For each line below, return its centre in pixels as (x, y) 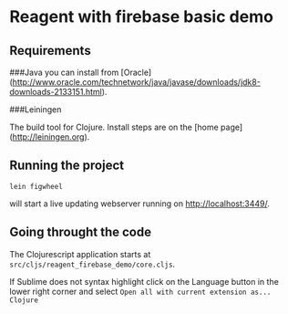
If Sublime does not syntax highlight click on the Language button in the (144, 281)
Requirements (50, 51)
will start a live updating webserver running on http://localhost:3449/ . (140, 204)
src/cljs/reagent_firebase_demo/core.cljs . (93, 264)
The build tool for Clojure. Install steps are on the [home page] (126, 127)
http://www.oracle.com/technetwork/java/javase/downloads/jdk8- (137, 82)
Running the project (67, 166)
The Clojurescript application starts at (80, 254)
